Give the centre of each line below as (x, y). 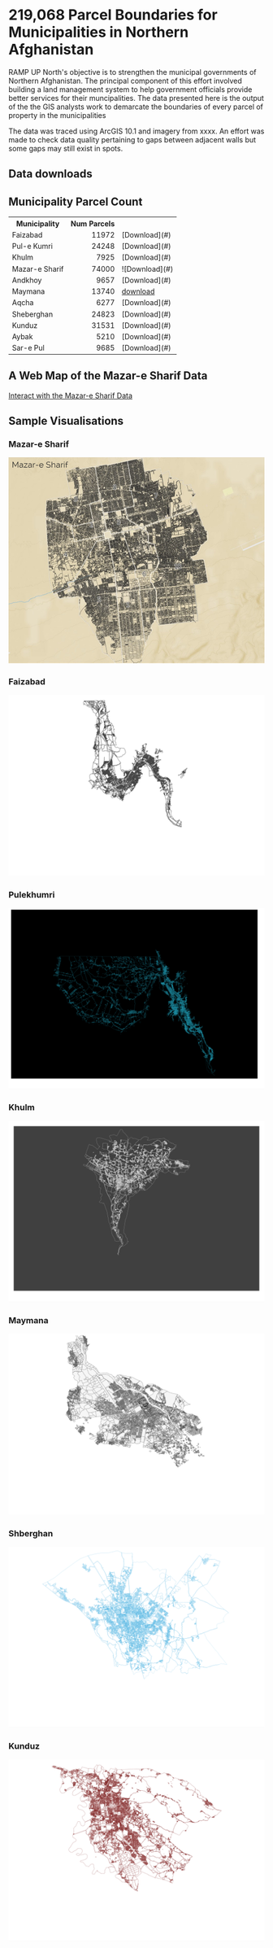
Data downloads (51, 174)
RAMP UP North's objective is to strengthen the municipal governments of (132, 72)
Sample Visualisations (66, 421)
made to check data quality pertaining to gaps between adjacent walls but (132, 139)
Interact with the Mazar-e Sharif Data (70, 395)
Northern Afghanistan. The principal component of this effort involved (125, 81)
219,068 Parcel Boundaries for (113, 15)
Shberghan (31, 1533)
